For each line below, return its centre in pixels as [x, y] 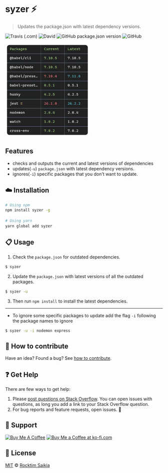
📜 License [21, 453]
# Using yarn [19, 221]
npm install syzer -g [28, 210]
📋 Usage [20, 242]
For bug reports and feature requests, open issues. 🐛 [67, 409]
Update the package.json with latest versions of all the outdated [78, 276]
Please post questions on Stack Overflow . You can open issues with [82, 399]
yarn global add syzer [29, 226]
